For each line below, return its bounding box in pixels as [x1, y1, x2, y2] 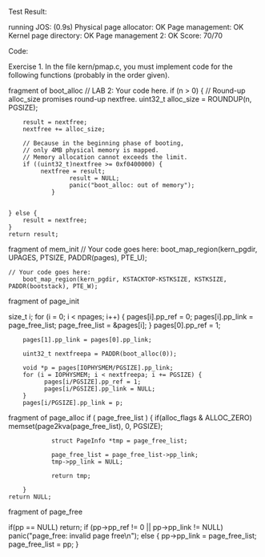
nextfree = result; [40, 167, 106, 175]
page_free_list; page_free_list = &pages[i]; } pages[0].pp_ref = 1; [8, 320, 221, 330]
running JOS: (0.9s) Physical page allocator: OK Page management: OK [8, 22, 244, 31]
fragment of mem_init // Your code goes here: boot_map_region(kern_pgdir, [8, 244, 258, 254]
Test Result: [8, 7, 47, 16]
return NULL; [8, 493, 52, 501]
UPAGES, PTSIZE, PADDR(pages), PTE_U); [8, 253, 147, 262]
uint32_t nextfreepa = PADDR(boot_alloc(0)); [22, 350, 178, 358]
